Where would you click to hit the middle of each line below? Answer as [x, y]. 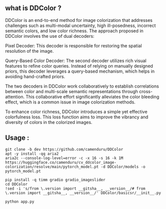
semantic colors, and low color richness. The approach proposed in [74, 31]
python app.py [20, 202]
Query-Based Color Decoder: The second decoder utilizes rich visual [76, 60]
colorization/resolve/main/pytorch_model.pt [52, 167]
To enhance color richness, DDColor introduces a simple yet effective [76, 111]
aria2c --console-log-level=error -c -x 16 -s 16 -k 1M [64, 158]
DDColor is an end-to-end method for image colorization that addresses [79, 20]
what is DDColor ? [33, 8]
